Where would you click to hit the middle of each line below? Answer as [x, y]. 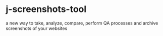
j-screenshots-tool [46, 9]
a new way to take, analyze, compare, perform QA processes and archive [82, 23]
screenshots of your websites [37, 28]
